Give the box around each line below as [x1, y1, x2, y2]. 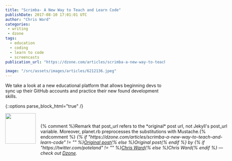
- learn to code [10, 50, 44, 55]
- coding [10, 45, 28, 50]
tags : [5, 36, 17, 41]
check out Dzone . [40, 150, 78, 156]
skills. [5, 93, 17, 100]
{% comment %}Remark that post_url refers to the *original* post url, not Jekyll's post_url [40, 123, 227, 130]
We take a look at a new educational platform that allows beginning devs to [5, 82, 162, 89]
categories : [5, 21, 30, 27]
